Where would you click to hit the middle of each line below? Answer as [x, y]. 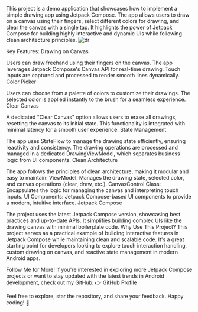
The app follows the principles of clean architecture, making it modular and [98, 171]
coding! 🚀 [18, 303]
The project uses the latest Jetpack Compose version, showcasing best [93, 214]
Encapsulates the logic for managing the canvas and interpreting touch [92, 190]
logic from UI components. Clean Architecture [62, 160]
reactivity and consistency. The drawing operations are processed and [92, 147]
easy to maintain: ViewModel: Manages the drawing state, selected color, [95, 178]
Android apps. [23, 258]
